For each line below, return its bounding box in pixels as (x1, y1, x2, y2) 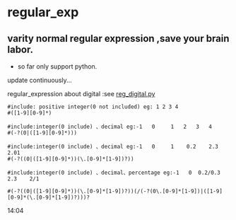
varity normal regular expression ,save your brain (7, 33, 230, 45)
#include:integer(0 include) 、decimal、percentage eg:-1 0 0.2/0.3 (7, 169, 220, 176)
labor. (7, 43, 34, 55)
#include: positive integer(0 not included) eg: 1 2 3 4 (7, 103, 179, 110)
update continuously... (7, 76, 72, 84)
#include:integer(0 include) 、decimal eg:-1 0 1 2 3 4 (7, 123, 212, 130)
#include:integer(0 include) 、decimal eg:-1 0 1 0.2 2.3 (7, 143, 219, 150)
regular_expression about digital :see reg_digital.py (7, 90, 155, 98)
